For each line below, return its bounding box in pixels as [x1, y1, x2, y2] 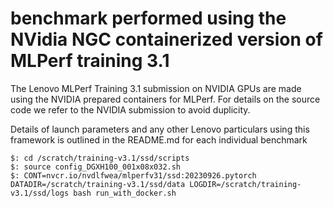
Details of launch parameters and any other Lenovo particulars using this [10, 123, 310, 135]
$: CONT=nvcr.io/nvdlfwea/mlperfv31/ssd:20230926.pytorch [10, 170, 257, 181]
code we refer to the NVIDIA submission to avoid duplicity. [10, 103, 251, 116]
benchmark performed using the [10, 7, 287, 30]
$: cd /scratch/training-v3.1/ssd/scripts [10, 153, 190, 163]
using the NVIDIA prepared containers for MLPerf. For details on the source [10, 93, 321, 105]
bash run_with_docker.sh [73, 188, 177, 198]
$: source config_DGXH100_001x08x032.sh [10, 162, 182, 172]
